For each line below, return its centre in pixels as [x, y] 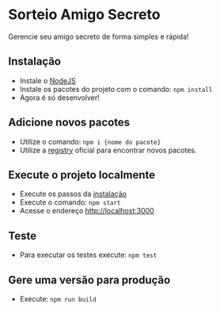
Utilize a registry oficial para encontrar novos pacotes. [108, 150]
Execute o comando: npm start [70, 202]
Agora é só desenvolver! [60, 98]
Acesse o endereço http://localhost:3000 [87, 211]
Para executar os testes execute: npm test [88, 255]
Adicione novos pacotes [69, 123]
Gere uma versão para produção [89, 280]
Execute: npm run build [58, 299]
